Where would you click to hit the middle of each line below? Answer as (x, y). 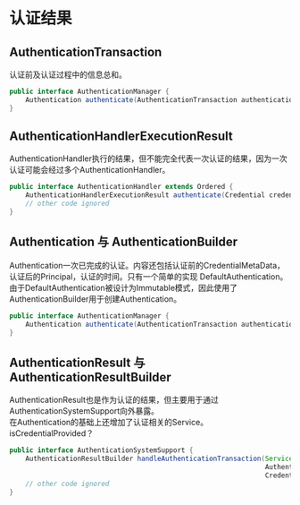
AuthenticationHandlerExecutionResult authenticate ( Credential (146, 195)
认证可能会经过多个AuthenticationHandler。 (90, 170)
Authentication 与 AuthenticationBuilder (124, 242)
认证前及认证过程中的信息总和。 (68, 74)
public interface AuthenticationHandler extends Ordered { (121, 187)
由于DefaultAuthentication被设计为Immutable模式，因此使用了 (124, 287)
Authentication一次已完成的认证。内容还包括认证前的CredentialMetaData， (147, 265)
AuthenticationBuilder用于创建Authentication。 (95, 299)
